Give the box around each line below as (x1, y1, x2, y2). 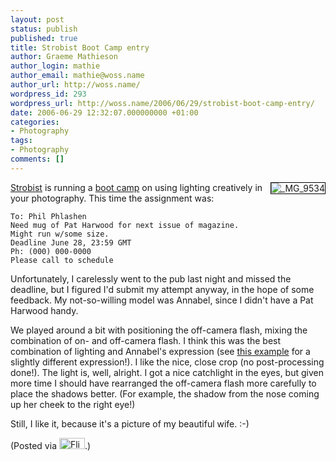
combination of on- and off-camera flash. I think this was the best (10, 334, 282, 346)
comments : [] (10, 154, 65, 164)
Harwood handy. (10, 304, 79, 316)
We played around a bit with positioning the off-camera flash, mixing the (10, 324, 308, 336)
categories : (10, 117, 60, 127)
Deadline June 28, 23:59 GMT (10, 237, 132, 248)
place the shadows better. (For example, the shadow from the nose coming (10, 387, 320, 400)
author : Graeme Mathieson (10, 52, 118, 62)
